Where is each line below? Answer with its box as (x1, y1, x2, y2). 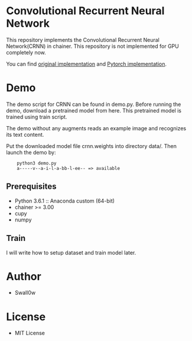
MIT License (14, 330, 45, 337)
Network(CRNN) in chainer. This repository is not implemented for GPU (6, 43, 179, 50)
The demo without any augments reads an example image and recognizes (6, 124, 187, 131)
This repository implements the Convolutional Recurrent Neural (6, 36, 160, 43)
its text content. (6, 131, 44, 138)
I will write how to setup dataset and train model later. (6, 249, 136, 256)
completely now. (6, 49, 46, 56)
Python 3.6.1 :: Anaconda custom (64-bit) (14, 197, 115, 204)
